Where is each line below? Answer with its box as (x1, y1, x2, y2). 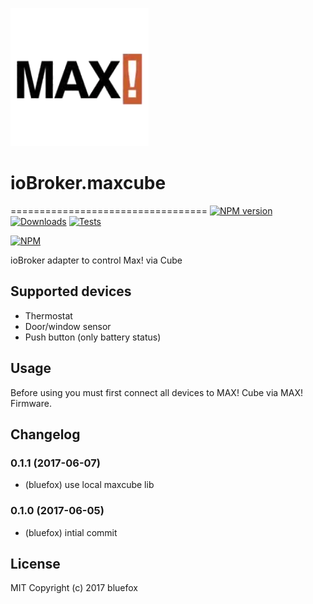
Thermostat (24, 309, 73, 322)
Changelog (10, 426, 81, 443)
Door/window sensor (24, 320, 112, 332)
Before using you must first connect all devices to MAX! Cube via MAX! (10, 386, 303, 398)
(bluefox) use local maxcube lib (24, 479, 155, 491)
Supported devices (10, 283, 132, 300)
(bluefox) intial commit (24, 526, 118, 538)
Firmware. (10, 397, 52, 409)
